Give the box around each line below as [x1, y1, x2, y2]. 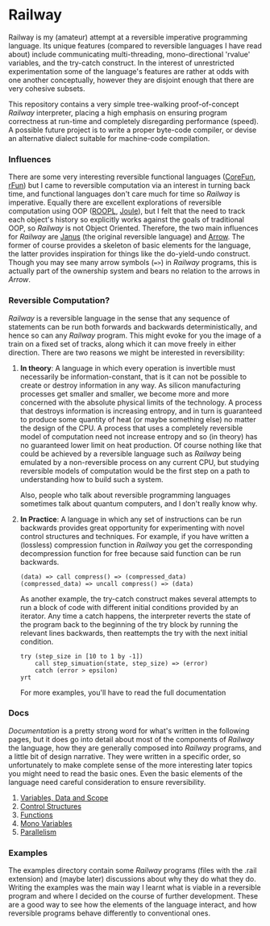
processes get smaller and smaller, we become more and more [19, 388, 230, 398]
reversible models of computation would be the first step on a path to [19, 466, 251, 475]
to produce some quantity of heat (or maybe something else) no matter [19, 414, 256, 424]
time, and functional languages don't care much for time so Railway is [8, 189, 240, 199]
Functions [19, 810, 54, 820]
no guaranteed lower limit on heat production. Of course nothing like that [19, 440, 262, 450]
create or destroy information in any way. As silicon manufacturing [19, 380, 241, 390]
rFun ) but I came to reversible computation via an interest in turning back [8, 181, 251, 190]
